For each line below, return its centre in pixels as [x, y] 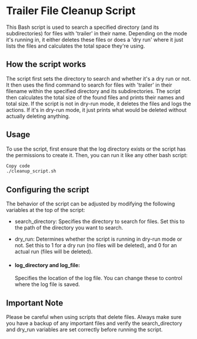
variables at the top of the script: [46, 210]
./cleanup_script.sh [31, 171]
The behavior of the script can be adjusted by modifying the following [91, 204]
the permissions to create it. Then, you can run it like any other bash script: [97, 155]
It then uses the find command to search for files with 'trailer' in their [89, 85]
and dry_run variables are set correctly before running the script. [84, 330]
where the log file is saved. [47, 284]
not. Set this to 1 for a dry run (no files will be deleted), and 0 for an [96, 245]
